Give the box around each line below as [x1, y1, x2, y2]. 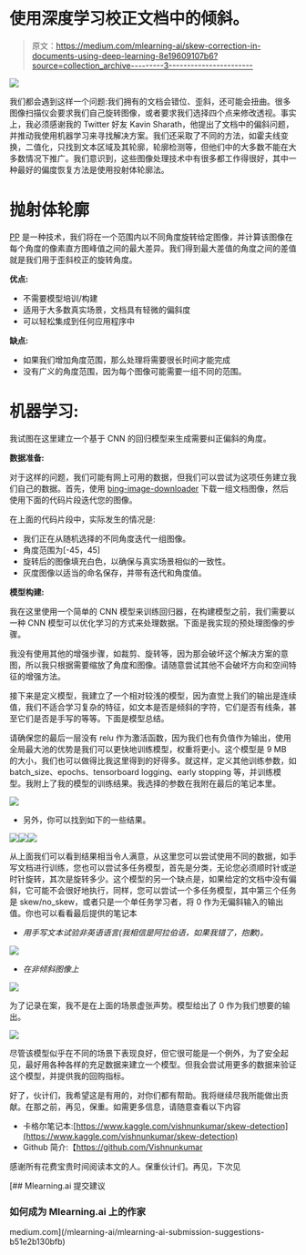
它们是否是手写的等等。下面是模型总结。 [16, 712, 169, 724]
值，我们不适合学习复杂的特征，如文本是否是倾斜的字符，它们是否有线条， [9, 701, 289, 712]
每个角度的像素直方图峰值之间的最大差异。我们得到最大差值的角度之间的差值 [9, 242, 297, 253]
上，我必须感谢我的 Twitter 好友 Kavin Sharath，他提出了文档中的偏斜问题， [9, 118, 294, 129]
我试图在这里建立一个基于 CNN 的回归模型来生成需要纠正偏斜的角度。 [9, 433, 271, 444]
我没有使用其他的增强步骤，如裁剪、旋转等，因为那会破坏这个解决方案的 [9, 648, 280, 658]
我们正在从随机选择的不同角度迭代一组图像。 [22, 533, 191, 544]
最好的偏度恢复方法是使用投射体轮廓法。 [16, 164, 169, 175]
